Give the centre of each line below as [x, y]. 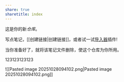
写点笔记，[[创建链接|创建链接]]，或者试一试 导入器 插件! [62, 39]
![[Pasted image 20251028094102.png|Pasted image [59, 69]
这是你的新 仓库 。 [22, 29]
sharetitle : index [24, 14]
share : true [17, 10]
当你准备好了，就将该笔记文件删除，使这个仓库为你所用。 [63, 50]
